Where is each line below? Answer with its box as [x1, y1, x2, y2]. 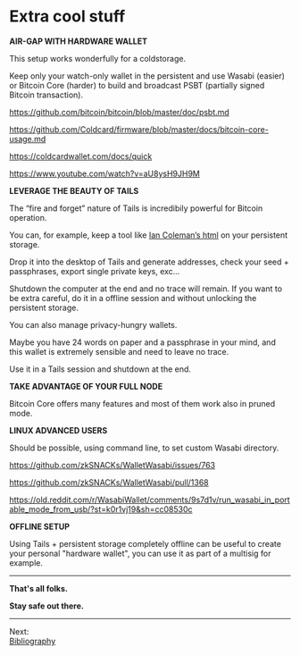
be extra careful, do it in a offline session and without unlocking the [9, 292, 257, 303]
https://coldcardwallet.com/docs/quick [9, 150, 153, 162]
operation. [9, 212, 47, 223]
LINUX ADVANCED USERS [9, 424, 108, 435]
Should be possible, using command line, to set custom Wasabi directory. [9, 442, 279, 453]
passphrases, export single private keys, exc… [9, 265, 180, 276]
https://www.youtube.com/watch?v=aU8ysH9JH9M [9, 168, 201, 179]
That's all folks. [9, 583, 69, 593]
